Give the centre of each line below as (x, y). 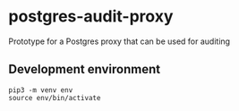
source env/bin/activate (55, 98)
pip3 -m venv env (41, 90)
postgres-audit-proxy (91, 17)
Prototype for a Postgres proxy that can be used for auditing (119, 41)
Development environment (85, 69)
